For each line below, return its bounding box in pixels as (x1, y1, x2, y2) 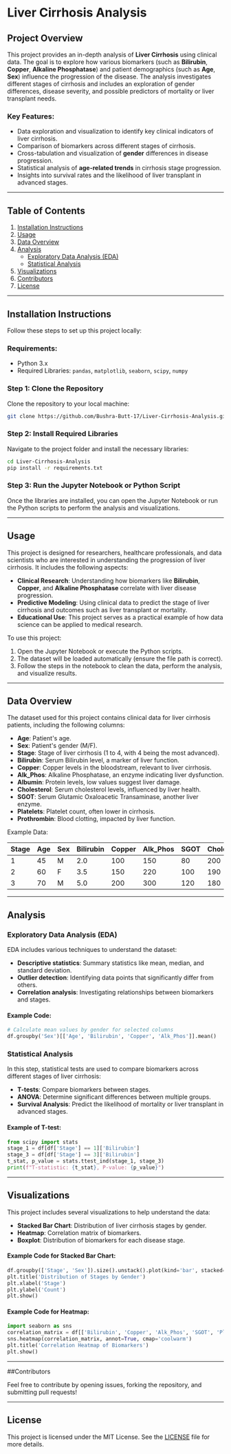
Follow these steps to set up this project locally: (7, 326, 142, 335)
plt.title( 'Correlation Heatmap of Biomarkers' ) (7, 1342, 149, 1349)
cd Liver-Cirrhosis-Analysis (7, 458, 91, 465)
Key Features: (7, 112, 55, 121)
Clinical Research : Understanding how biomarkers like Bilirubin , (16, 577, 201, 585)
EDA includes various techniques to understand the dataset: (7, 946, 177, 954)
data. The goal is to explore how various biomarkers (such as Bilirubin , (7, 58, 208, 66)
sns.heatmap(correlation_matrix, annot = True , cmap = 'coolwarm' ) (7, 1336, 192, 1342)
